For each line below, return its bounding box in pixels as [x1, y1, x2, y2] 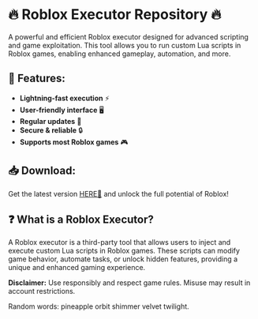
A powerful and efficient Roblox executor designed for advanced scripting [8, 32, 249, 41]
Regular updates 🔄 [19, 116, 82, 126]
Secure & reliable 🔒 [19, 125, 84, 135]
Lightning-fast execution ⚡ [19, 93, 110, 103]
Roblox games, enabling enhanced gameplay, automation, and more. [8, 49, 231, 58]
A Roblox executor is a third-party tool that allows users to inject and [8, 238, 231, 247]
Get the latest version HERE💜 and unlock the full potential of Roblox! [8, 189, 229, 198]
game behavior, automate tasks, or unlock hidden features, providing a [8, 254, 238, 264]
